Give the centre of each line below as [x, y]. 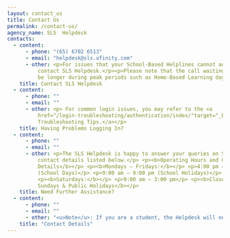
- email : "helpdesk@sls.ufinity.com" [79, 58]
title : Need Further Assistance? [67, 192]
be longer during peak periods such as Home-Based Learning [125, 77]
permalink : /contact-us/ [42, 26]
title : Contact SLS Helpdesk [61, 84]
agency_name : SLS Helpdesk [47, 33]
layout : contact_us [35, 13]
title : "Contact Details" [56, 224]
